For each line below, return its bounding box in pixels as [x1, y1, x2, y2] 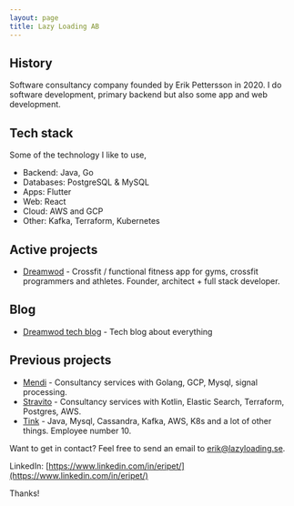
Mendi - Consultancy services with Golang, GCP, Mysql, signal [22, 377, 258, 388]
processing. [22, 386, 68, 397]
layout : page [9, 13, 59, 23]
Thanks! [9, 488, 40, 499]
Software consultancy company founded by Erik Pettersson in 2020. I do [9, 79, 282, 91]
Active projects [9, 242, 98, 258]
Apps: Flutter [22, 187, 72, 197]
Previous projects [9, 352, 112, 369]
